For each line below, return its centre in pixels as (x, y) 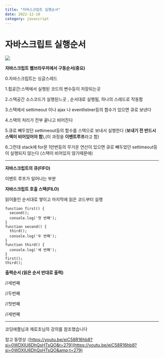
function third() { (25, 245)
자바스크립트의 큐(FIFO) (28, 168)
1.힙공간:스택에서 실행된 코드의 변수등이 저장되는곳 (53, 89)
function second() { (26, 227)
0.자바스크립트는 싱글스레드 (31, 78)
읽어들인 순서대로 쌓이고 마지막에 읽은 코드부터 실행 (54, 199)
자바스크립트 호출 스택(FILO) (32, 189)
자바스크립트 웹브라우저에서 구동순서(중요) (45, 68)
